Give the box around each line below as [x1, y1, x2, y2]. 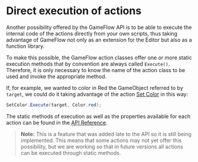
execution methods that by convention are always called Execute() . [6, 60, 170, 67]
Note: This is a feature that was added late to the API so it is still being [20, 130, 192, 137]
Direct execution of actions [6, 4, 142, 18]
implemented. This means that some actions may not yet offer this [20, 137, 182, 144]
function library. [6, 43, 45, 50]
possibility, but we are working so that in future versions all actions [20, 143, 183, 150]
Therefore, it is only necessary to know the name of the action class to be [6, 66, 186, 73]
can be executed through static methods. [20, 149, 121, 156]
